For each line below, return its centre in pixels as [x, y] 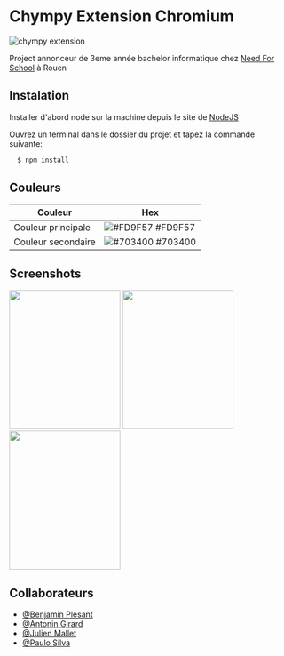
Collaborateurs [51, 593]
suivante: [26, 143]
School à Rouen [38, 68]
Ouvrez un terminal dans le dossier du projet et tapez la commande [132, 134]
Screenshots [45, 273]
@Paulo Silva [46, 643]
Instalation [39, 96]
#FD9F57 [175, 228]
